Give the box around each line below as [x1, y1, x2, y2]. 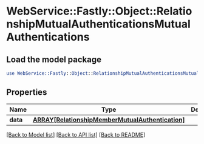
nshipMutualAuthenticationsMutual [6, 17, 191, 31]
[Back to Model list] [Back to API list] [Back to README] [6, 131, 146, 138]
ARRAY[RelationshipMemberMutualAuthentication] [32, 115, 185, 124]
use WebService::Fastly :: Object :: [6, 70, 94, 77]
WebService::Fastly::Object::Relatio [6, 4, 192, 18]
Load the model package [6, 54, 102, 64]
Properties [6, 87, 47, 98]
